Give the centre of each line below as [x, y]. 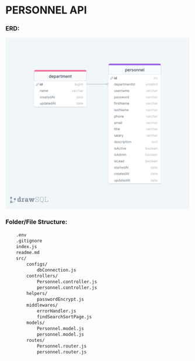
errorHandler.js [56, 311]
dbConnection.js [56, 270]
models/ [36, 322]
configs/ [37, 264]
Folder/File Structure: [36, 222]
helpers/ [37, 293]
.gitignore [29, 240]
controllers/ [42, 276]
